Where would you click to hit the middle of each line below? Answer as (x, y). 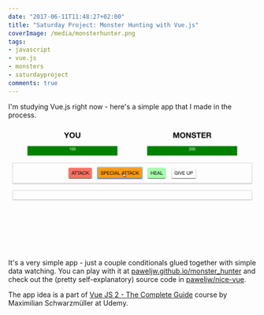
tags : (17, 42)
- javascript (30, 50)
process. (22, 115)
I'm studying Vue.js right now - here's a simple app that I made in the (120, 106)
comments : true (33, 83)
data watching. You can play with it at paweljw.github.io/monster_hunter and (132, 271)
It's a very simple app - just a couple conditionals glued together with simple (132, 263)
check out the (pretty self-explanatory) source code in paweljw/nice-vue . (127, 280)
